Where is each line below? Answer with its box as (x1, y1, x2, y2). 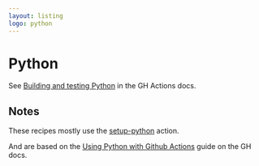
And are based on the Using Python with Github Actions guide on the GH (8, 142, 252, 151)
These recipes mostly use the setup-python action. (8, 126, 180, 136)
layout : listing (8, 11, 63, 20)
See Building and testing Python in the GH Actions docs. (8, 81, 196, 91)
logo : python (8, 19, 53, 28)
